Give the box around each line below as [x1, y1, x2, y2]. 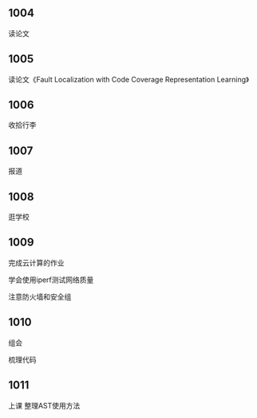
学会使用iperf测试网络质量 [8, 275, 94, 285]
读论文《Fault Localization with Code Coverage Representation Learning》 [8, 74, 250, 84]
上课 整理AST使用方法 [8, 400, 81, 410]
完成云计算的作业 [8, 257, 65, 267]
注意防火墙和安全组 [8, 292, 72, 301]
